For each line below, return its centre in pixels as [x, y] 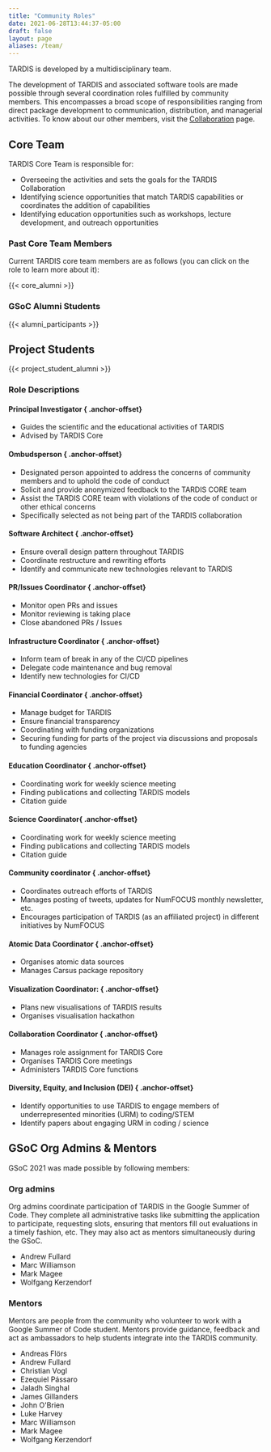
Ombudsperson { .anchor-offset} [66, 455]
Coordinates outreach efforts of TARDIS [86, 891]
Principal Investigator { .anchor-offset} [76, 409]
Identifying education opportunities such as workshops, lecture [126, 214]
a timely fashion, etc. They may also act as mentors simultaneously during [132, 1232]
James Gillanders [49, 1397]
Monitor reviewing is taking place [75, 614]
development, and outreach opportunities [89, 222]
